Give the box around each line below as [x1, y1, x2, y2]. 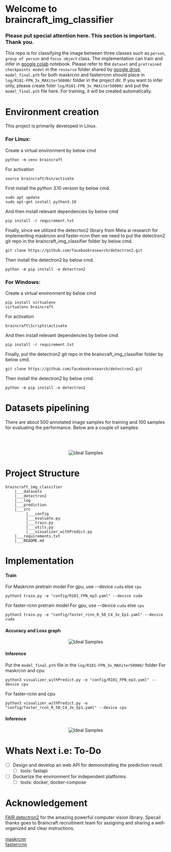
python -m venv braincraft [5, 157, 63, 162]
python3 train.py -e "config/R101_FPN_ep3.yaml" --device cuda [5, 594, 143, 599]
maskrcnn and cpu [5, 667, 45, 673]
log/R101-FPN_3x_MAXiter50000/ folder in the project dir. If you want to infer [5, 77, 163, 83]
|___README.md [14, 538, 44, 543]
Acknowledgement [5, 797, 88, 809]
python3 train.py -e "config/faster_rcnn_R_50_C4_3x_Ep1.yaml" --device [5, 612, 163, 618]
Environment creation [5, 106, 100, 117]
